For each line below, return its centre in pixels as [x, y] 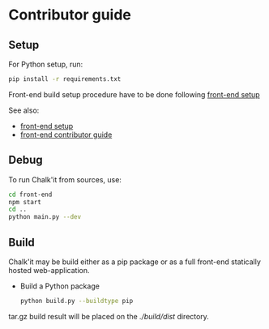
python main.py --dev [45, 217]
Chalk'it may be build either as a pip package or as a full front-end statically [135, 262]
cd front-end [30, 194]
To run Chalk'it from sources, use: [65, 179]
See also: [24, 110]
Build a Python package [60, 286]
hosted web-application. [49, 270]
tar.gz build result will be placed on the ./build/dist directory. [109, 316]
